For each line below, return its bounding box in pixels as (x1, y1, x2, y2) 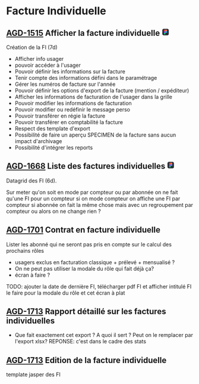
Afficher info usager (14, 55, 64, 62)
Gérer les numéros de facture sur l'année (14, 80, 116, 88)
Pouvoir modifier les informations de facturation (14, 100, 132, 107)
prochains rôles (6, 247, 45, 254)
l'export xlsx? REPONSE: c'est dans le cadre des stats (14, 338, 147, 345)
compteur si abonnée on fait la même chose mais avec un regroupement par (6, 201, 194, 208)
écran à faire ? (14, 271, 50, 278)
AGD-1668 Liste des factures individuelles (6, 161, 166, 171)
